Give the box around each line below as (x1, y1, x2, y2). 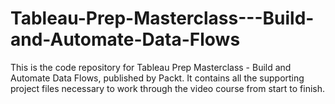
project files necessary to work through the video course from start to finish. (10, 82, 326, 94)
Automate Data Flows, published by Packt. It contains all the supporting (10, 72, 305, 84)
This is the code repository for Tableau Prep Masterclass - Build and (10, 61, 292, 73)
